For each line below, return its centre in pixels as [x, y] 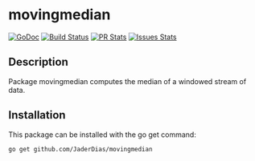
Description [38, 62]
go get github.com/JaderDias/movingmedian [80, 149]
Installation [37, 115]
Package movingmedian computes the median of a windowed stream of [127, 81]
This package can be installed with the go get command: [103, 135]
